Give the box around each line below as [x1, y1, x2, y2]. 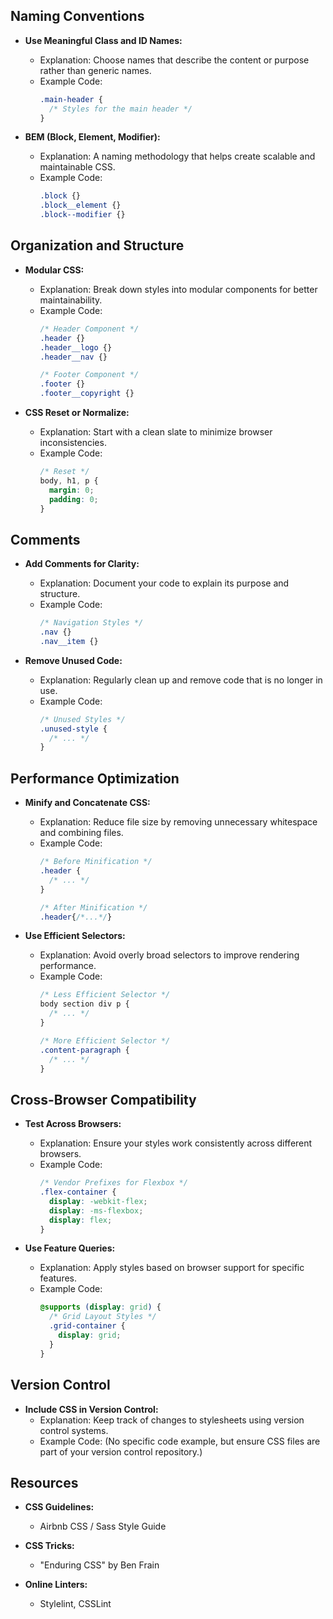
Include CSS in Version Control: [24, 1403, 159, 1415]
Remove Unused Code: [24, 654, 123, 666]
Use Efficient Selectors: [24, 930, 126, 942]
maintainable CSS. [39, 161, 116, 173]
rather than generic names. [39, 64, 152, 76]
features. [39, 1272, 78, 1284]
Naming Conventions [10, 8, 145, 25]
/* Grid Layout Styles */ [48, 1312, 157, 1322]
